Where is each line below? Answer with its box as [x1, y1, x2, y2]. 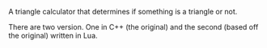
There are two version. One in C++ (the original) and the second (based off [8, 22, 259, 31]
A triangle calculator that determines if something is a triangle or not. [8, 7, 238, 16]
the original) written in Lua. [8, 31, 99, 40]
